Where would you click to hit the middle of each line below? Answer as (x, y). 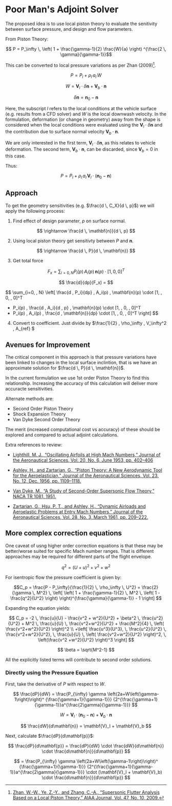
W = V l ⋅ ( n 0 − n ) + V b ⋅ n (86, 715)
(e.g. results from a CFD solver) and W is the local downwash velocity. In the (86, 114)
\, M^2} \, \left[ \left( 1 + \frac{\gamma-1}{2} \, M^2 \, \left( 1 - (96, 592)
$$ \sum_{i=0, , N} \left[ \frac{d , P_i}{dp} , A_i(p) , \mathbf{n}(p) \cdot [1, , (84, 293)
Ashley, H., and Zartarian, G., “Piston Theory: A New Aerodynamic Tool (87, 470)
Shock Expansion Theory (39, 414)
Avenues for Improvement (48, 345)
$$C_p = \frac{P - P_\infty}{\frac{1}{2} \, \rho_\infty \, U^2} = (77, 587)
